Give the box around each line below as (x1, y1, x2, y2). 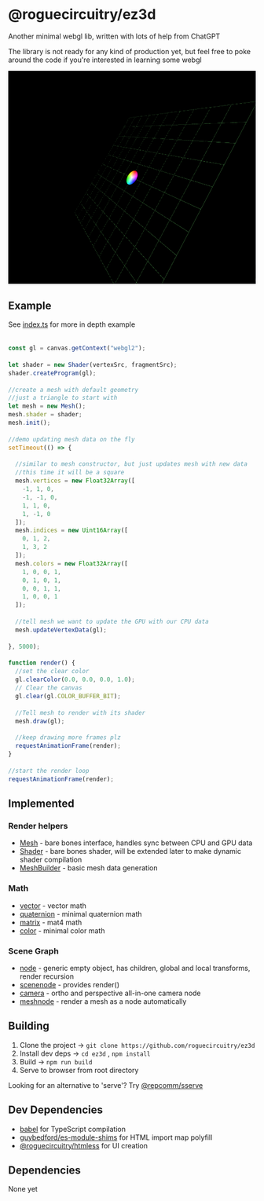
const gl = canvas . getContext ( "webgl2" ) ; (8, 344, 146, 353)
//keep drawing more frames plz (15, 734, 122, 741)
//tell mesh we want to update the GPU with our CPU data (15, 618, 210, 626)
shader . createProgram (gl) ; (8, 369, 97, 377)
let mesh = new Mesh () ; (8, 402, 86, 410)
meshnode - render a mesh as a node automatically (19, 996, 187, 1006)
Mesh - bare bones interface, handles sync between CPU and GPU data (19, 838, 253, 848)
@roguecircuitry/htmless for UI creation (19, 1141, 148, 1150)
